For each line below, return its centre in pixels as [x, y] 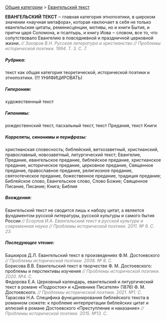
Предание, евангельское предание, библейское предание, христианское [83, 160]
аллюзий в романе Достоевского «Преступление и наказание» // [75, 308]
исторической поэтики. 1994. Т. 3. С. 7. [46, 48]
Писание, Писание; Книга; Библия [41, 186]
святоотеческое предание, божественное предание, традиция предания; [83, 175]
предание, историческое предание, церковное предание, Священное [79, 165]
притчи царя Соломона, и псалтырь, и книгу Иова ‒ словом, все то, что [81, 33]
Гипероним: [18, 89]
